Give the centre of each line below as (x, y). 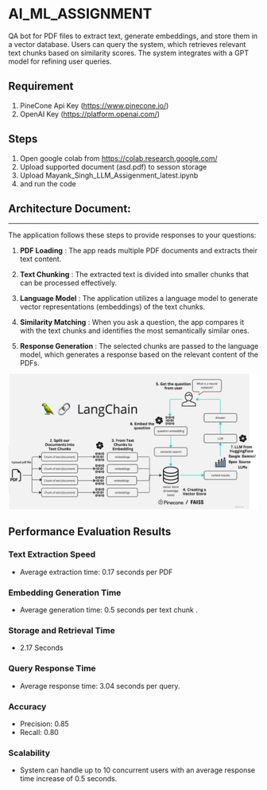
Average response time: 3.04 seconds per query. (100, 686)
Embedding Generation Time (65, 592)
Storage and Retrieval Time (62, 630)
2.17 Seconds (41, 648)
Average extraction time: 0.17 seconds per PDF (96, 572)
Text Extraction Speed (52, 554)
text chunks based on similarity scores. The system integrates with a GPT (128, 53)
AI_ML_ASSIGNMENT (80, 14)
